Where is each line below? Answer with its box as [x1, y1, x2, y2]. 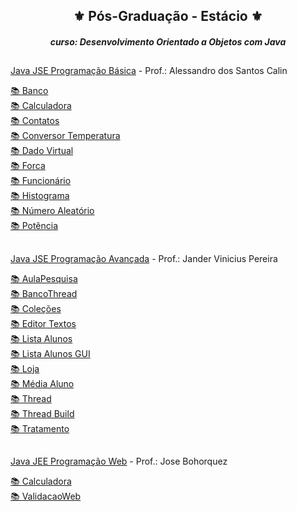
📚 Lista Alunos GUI [10, 347, 91, 359]
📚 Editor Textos [10, 317, 77, 329]
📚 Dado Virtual [10, 145, 74, 157]
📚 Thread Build [10, 407, 75, 419]
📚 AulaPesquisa [10, 272, 78, 284]
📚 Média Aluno [10, 377, 75, 389]
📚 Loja [10, 362, 40, 374]
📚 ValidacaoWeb [10, 490, 82, 503]
